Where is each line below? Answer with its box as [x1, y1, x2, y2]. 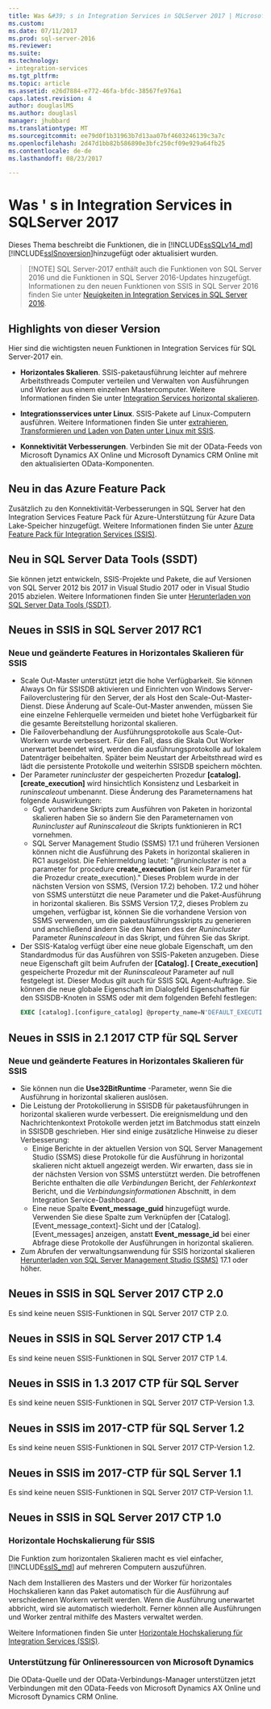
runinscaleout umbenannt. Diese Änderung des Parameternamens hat [19, 788, 253, 797]
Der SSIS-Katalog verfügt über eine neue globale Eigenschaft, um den [19, 942, 253, 951]
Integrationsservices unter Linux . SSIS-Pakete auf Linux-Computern [19, 409, 252, 418]
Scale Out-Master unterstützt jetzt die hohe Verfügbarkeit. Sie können [19, 675, 253, 686]
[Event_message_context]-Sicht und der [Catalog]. [31, 1220, 202, 1231]
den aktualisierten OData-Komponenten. [19, 459, 155, 468]
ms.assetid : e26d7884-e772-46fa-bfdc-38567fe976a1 [8, 86, 182, 95]
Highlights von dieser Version [8, 322, 161, 336]
